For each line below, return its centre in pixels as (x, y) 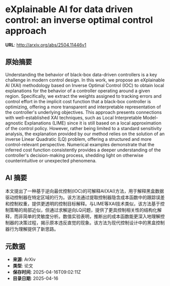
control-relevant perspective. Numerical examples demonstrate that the (80, 144)
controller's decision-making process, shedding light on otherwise (74, 155)
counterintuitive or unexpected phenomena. (51, 160)
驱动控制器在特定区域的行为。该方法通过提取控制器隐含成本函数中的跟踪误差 (85, 197)
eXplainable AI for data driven (69, 9)
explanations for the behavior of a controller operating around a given (78, 91)
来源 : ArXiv (24, 260)
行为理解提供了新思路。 (34, 229)
